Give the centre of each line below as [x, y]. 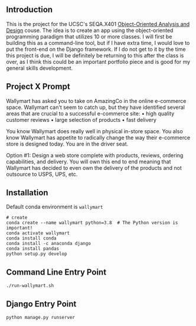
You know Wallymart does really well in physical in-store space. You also [94, 131]
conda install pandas [33, 249]
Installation [27, 193]
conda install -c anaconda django [49, 244]
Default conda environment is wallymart [55, 207]
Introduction [30, 10]
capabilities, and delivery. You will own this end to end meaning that [89, 162]
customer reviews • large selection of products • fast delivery [81, 120]
